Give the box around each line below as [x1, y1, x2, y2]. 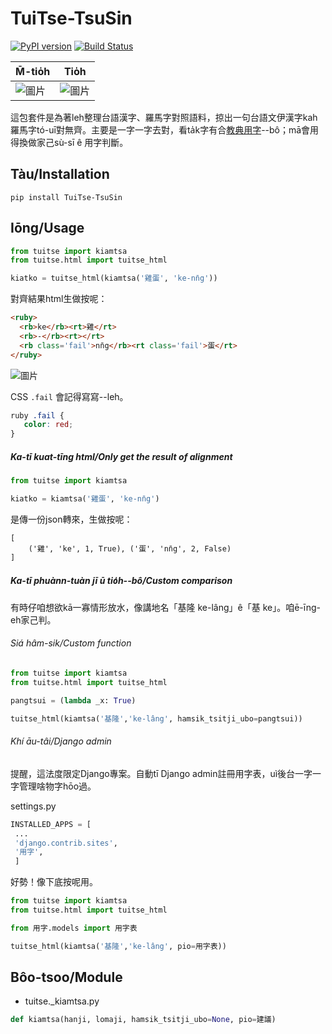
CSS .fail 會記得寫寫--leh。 [10, 390, 129, 402]
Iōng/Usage [10, 220, 85, 237]
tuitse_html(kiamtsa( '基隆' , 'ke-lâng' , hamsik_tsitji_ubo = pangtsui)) [10, 713, 303, 724]
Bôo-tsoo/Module [10, 969, 123, 986]
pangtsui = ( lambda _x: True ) [10, 695, 137, 706]
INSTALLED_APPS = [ [10, 819, 92, 829]
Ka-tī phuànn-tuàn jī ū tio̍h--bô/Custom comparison [10, 574, 233, 586]
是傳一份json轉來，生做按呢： [10, 513, 133, 525]
